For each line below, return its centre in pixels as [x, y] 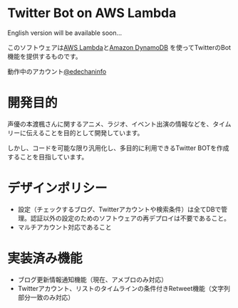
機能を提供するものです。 [45, 56]
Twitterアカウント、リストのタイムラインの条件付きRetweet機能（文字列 [124, 288]
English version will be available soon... [65, 33]
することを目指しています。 [48, 156]
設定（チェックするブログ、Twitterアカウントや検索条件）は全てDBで [119, 209]
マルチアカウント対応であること [64, 227]
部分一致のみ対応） [46, 297]
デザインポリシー [58, 188]
